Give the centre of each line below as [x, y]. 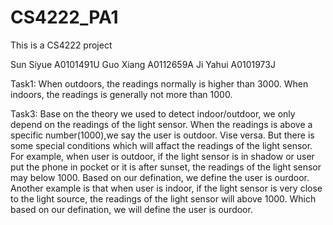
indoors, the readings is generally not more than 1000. [121, 94]
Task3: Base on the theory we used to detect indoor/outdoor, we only [153, 113]
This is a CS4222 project [61, 45]
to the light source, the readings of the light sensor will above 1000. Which [163, 198]
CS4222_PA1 [64, 17]
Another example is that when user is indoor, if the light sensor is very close [166, 188]
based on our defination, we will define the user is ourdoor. [131, 209]
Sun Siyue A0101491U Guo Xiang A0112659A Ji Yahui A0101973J [143, 64]
